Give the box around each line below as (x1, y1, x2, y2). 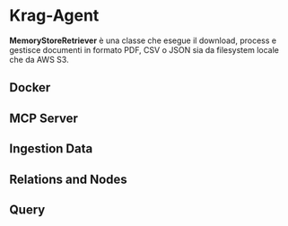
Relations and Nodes (9, 171, 127, 187)
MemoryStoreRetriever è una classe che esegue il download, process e (9, 35, 276, 46)
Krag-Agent (9, 5, 100, 26)
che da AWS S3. (9, 54, 69, 65)
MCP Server (9, 110, 79, 126)
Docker (9, 80, 51, 95)
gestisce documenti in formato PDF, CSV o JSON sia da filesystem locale (9, 44, 280, 55)
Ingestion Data (9, 141, 93, 157)
